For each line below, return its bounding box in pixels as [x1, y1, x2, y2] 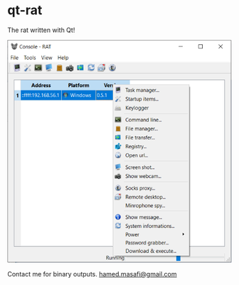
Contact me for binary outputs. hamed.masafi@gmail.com [7, 270, 177, 279]
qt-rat [7, 2, 43, 19]
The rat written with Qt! [7, 26, 75, 34]
